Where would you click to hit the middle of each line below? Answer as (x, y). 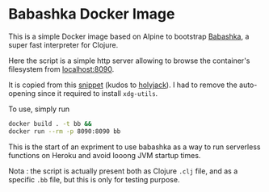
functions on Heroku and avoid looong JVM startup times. (105, 155)
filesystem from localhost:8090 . (61, 69)
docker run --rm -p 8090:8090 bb (65, 131)
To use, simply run (39, 109)
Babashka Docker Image (92, 14)
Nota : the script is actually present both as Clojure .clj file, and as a (123, 171)
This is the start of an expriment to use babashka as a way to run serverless (134, 147)
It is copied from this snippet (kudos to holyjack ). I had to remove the (123, 85)
